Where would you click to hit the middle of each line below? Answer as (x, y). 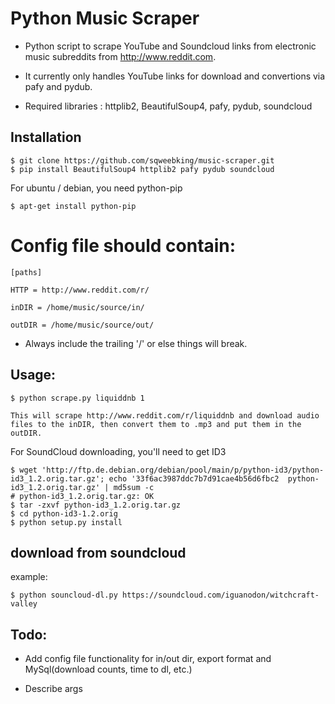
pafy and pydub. (58, 86)
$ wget (24, 470)
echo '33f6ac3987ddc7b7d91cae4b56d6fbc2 (194, 478)
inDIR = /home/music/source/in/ (77, 307)
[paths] (26, 272)
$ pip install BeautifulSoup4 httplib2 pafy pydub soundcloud (142, 169)
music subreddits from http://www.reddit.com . (120, 56)
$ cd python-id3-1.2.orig (64, 513)
